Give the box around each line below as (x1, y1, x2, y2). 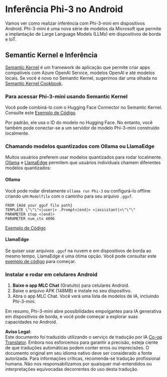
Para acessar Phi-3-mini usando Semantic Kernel (5, 93, 128, 100)
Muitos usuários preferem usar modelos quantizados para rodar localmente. (5, 154, 162, 160)
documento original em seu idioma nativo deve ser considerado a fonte (5, 350, 152, 356)
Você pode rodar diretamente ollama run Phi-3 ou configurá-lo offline (5, 187, 150, 194)
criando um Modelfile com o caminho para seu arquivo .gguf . (5, 193, 133, 199)
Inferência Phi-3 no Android (5, 4, 123, 15)
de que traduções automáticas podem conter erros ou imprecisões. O (5, 345, 149, 351)
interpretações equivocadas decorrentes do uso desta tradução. (5, 366, 139, 372)
